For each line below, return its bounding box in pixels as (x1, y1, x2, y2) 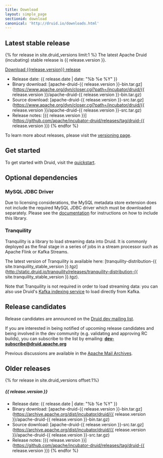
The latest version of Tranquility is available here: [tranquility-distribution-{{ (5, 258, 157, 264)
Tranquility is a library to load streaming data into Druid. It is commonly (5, 238, 147, 244)
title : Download (5, 7, 38, 12)
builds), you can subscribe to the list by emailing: (5, 336, 104, 342)
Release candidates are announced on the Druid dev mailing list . (5, 316, 134, 321)
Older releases (5, 365, 51, 373)
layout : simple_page (5, 12, 47, 17)
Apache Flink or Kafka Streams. (5, 249, 69, 254)
